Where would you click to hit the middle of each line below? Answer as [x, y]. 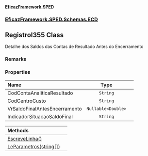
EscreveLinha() [25, 139]
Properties [18, 72]
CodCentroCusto [27, 101]
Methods [18, 130]
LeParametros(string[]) [34, 146]
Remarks [16, 59]
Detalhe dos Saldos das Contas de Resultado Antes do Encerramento [74, 47]
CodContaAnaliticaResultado [40, 93]
